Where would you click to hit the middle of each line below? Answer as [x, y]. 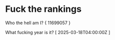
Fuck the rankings [43, 9]
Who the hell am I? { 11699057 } [38, 23]
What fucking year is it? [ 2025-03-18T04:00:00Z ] [58, 32]
